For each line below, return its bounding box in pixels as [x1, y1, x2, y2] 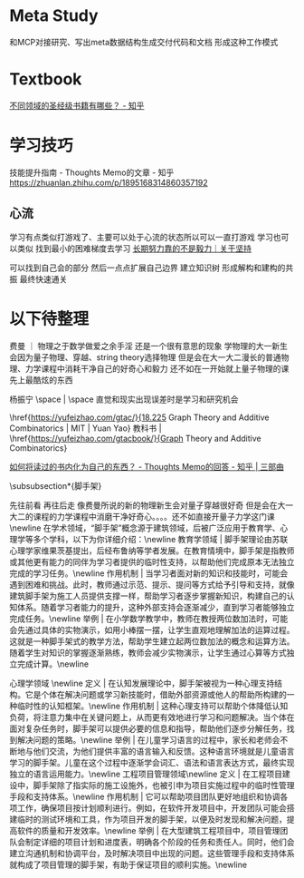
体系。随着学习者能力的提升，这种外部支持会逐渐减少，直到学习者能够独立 [16, 601, 295, 612]
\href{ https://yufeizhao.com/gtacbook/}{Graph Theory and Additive [9, 433, 261, 444]
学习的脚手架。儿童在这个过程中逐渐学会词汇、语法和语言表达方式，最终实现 [9, 756, 295, 767]
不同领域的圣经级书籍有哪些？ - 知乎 [9, 100, 145, 111]
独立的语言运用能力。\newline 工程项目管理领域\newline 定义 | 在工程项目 [9, 768, 283, 779]
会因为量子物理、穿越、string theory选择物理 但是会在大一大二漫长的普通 [9, 351, 282, 363]
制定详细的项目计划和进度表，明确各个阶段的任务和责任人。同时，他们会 [24, 836, 295, 847]
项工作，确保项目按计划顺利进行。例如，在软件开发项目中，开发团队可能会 [9, 802, 287, 813]
